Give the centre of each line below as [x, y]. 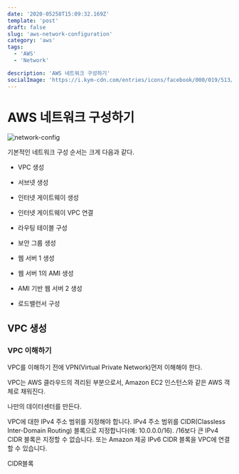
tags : [15, 47]
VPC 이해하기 [30, 350]
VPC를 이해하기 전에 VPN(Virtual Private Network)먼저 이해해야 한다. [105, 367]
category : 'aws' [31, 41]
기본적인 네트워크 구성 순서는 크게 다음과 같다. [71, 152]
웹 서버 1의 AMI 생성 [46, 273]
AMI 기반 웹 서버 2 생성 [50, 289]
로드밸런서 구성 [39, 304]
